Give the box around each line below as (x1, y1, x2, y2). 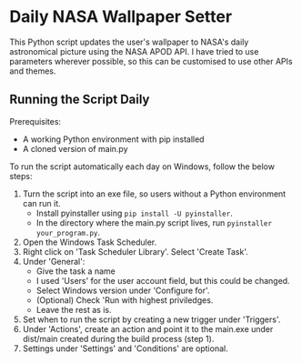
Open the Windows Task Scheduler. (22, 237, 157, 247)
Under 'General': (22, 256, 86, 267)
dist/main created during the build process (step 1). (22, 333, 215, 344)
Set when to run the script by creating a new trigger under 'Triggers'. (22, 314, 281, 325)
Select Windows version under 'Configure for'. (35, 285, 210, 296)
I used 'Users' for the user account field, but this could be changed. (35, 275, 290, 286)
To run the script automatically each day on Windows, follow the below (9, 161, 276, 172)
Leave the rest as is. (35, 304, 112, 315)
